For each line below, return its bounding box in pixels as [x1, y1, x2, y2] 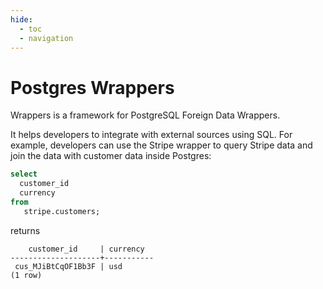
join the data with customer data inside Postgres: [10, 150, 212, 162]
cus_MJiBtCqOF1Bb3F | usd [14, 261, 123, 271]
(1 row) [10, 270, 43, 280]
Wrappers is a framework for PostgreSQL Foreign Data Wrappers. [10, 109, 281, 121]
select [10, 169, 38, 180]
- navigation [19, 33, 74, 43]
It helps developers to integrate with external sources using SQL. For [10, 129, 293, 141]
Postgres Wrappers [10, 76, 175, 99]
